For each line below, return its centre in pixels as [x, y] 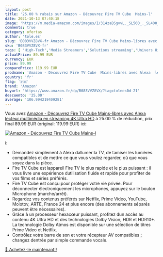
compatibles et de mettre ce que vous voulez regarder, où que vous [80, 158]
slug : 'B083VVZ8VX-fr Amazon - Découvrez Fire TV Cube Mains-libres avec [81, 41]
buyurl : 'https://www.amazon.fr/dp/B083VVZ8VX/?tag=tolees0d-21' [72, 91]
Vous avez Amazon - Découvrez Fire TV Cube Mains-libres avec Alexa [75, 113]
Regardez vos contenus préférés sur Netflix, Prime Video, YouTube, [79, 199]
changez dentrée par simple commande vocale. [60, 240]
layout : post [18, 9]
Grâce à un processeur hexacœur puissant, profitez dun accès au [78, 214]
